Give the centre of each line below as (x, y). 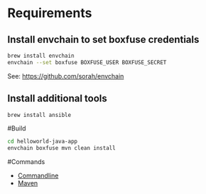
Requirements (50, 13)
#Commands (26, 162)
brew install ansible (39, 115)
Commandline (38, 175)
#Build (17, 128)
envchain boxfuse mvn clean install (61, 148)
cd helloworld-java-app (43, 142)
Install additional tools (58, 99)
